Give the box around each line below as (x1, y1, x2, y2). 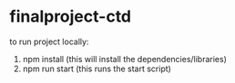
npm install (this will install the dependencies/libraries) (22, 53, 228, 64)
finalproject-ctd (9, 6, 132, 27)
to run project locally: (9, 36, 89, 47)
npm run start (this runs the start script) (22, 63, 171, 74)
